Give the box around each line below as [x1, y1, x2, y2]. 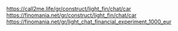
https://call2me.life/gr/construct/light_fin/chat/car [6, 5, 132, 12]
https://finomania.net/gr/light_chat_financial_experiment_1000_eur [6, 18, 172, 25]
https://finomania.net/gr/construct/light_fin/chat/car [6, 12, 137, 19]
